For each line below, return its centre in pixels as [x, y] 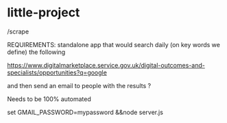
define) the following [36, 52]
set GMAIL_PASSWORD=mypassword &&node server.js [85, 112]
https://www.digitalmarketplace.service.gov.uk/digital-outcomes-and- [106, 65]
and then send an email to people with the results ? [79, 85]
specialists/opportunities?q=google [57, 72]
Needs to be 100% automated [49, 99]
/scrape [18, 31]
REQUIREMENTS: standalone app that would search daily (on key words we [114, 44]
